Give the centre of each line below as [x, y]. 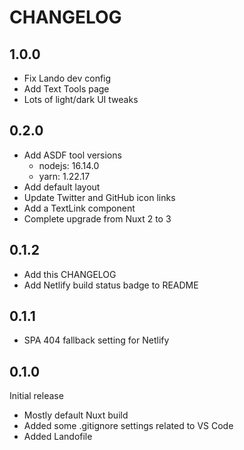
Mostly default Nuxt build [76, 415]
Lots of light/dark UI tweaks [81, 99]
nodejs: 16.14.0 [69, 165]
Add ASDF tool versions [72, 155]
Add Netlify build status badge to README [111, 285]
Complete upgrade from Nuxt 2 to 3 [97, 218]
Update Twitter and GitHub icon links [99, 197]
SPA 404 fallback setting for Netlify [96, 340]
